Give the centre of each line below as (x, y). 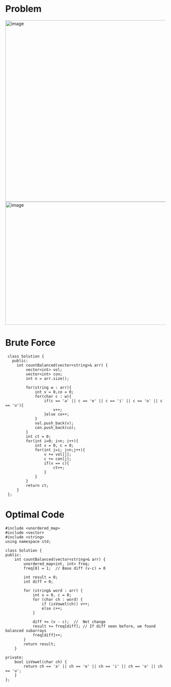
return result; (40, 644)
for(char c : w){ (53, 396)
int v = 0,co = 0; (54, 392)
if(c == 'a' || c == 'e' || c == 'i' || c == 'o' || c (103, 401)
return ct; (37, 485)
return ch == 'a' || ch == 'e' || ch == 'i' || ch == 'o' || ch (93, 666)
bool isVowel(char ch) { (41, 662)
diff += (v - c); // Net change (69, 622)
